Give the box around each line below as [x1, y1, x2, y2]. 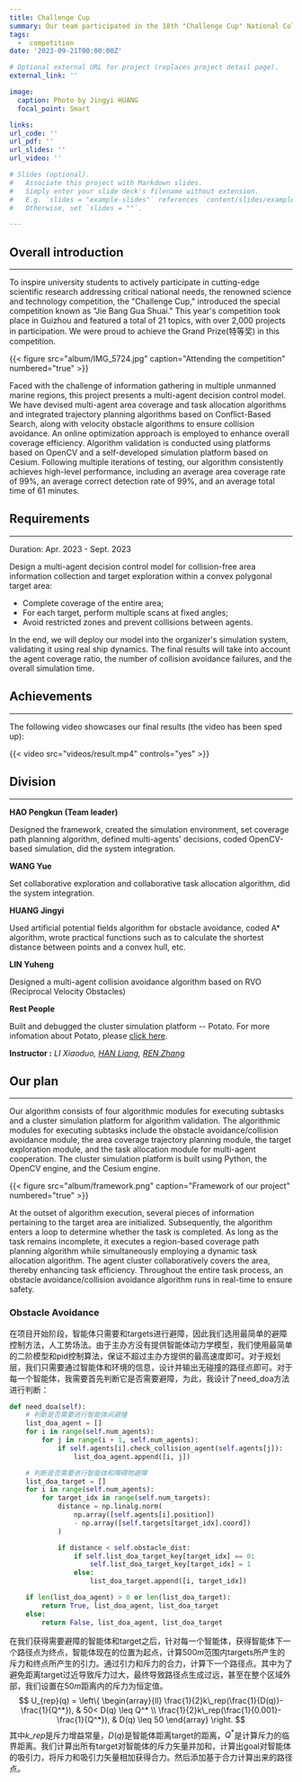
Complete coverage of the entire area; [22, 597, 164, 608]
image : [9, 87, 34, 96]
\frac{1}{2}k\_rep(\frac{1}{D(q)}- [164, 1695, 284, 1706]
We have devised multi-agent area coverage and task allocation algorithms [9, 399, 287, 410]
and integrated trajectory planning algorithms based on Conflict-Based [9, 409, 271, 420]
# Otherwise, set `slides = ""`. [9, 203, 143, 212]
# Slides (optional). [9, 170, 91, 179]
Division [9, 774, 57, 789]
